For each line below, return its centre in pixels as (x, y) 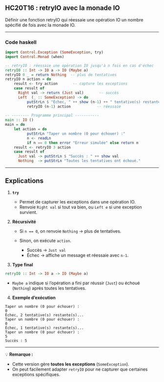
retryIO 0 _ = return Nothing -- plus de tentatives (61, 75)
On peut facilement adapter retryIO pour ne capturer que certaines (80, 369)
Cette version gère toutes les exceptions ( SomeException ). (71, 364)
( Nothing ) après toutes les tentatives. (49, 288)
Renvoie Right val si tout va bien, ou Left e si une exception (81, 207)
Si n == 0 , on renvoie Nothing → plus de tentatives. (70, 231)
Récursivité (24, 221)
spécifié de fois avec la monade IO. (40, 25)
